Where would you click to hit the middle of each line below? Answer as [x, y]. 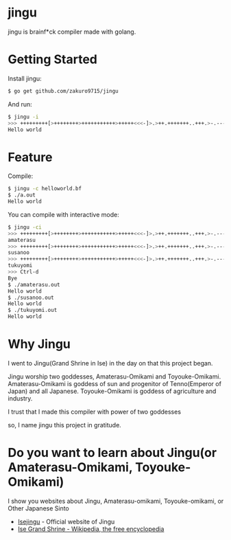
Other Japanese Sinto [38, 508]
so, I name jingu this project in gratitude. [65, 425]
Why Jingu [39, 344]
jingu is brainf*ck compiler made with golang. [72, 32]
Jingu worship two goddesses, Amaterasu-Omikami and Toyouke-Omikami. [114, 376]
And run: [20, 104]
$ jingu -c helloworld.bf [45, 189]
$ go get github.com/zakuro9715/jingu [63, 91]
